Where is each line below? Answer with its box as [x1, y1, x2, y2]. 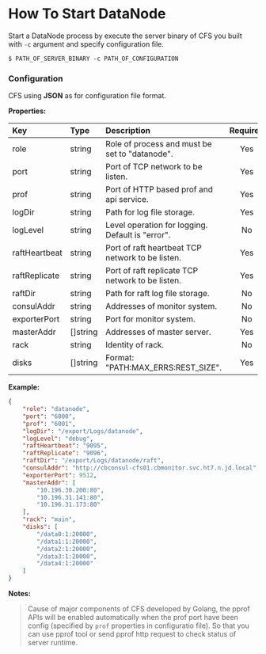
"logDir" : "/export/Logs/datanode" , [22, 427, 144, 435]
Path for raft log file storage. [105, 288, 210, 299]
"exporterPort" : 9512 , [22, 471, 97, 479]
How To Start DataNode [8, 5, 166, 23]
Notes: [8, 589, 32, 599]
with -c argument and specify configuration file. [8, 39, 165, 48]
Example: [8, 382, 40, 392]
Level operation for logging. [105, 219, 208, 230]
